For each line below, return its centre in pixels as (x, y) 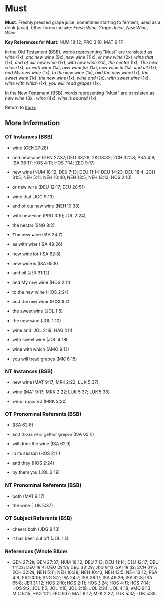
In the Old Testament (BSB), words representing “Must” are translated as (79, 52)
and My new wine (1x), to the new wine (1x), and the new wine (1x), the (77, 72)
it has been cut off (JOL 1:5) (40, 538)
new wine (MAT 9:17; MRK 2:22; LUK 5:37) (55, 382)
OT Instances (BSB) (29, 137)
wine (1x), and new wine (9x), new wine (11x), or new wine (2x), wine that (79, 57)
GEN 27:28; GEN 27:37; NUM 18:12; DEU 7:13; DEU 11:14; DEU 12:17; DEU (85, 562)
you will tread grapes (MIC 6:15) (45, 359)
